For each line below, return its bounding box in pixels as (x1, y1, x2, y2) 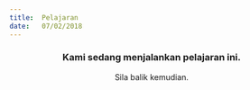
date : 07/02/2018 (9, 22, 83, 31)
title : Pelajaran (9, 13, 79, 22)
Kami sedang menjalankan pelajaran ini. (62, 51, 241, 64)
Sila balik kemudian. (114, 71, 190, 82)
